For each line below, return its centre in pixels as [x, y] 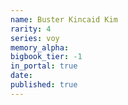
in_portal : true [44, 66]
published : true [44, 85]
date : [21, 76]
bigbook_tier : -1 [46, 57]
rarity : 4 [31, 29]
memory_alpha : [40, 47]
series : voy [35, 38]
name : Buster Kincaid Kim [64, 19]
